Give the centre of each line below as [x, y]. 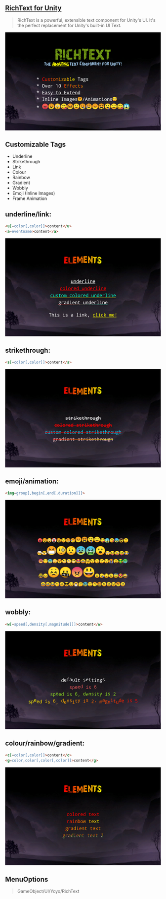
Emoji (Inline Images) [34, 193]
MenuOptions [27, 879]
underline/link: [28, 214]
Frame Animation [30, 198]
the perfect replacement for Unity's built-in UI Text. [69, 25]
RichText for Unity [33, 8]
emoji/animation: [32, 481]
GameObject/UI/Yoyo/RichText [48, 891]
